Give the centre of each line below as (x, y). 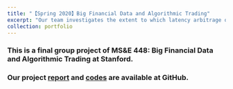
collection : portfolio (40, 26)
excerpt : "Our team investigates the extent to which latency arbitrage (114, 20)
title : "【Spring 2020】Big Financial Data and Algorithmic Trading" (109, 13)
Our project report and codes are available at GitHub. (98, 78)
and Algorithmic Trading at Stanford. (70, 59)
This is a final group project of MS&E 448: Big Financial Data (110, 50)
